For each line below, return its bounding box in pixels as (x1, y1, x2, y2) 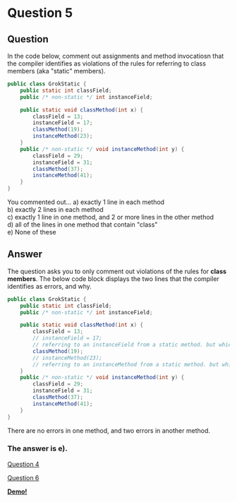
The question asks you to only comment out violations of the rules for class (7, 267, 227, 275)
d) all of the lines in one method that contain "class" (7, 220, 158, 229)
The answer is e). (7, 443, 68, 453)
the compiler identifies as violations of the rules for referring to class (7, 59, 207, 68)
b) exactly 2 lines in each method (7, 205, 104, 213)
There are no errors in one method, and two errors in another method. (7, 426, 210, 435)
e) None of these (7, 228, 56, 236)
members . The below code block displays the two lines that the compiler (7, 274, 220, 283)
